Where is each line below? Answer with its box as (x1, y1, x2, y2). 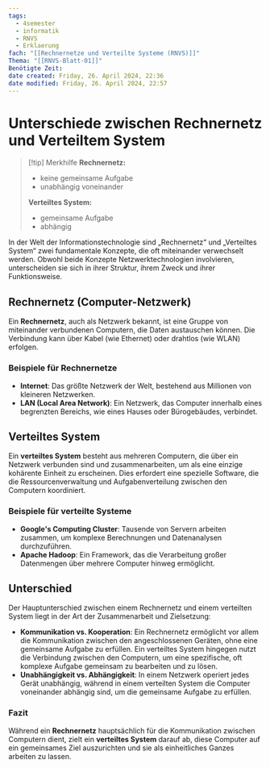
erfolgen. (8, 342, 39, 352)
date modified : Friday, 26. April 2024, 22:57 (8, 79, 168, 87)
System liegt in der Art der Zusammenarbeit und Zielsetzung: (8, 611, 211, 621)
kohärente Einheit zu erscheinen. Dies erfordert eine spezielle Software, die (8, 469, 260, 478)
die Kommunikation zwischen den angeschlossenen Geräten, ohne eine (19, 636, 258, 645)
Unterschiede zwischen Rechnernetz (8, 114, 263, 132)
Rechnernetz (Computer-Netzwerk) (8, 295, 192, 309)
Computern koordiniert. (8, 486, 86, 495)
